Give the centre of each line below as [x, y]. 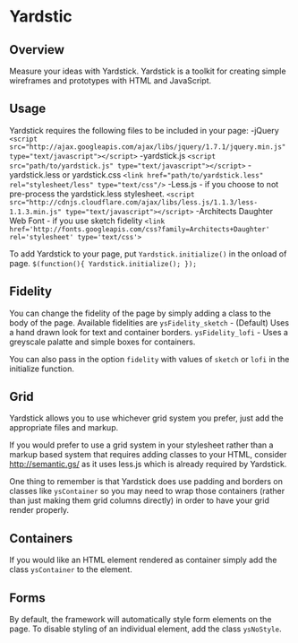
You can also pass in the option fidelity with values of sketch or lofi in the [149, 359]
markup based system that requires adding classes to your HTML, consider [148, 455]
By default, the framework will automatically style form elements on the [140, 620]
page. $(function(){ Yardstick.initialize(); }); [103, 263]
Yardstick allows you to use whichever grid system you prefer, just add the [146, 418]
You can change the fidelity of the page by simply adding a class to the [140, 313]
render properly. [39, 510]
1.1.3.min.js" [36, 212]
